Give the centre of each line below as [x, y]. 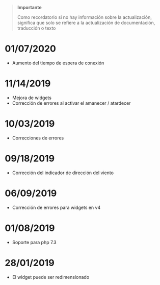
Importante [29, 7]
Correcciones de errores [38, 138]
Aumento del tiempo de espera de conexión [58, 63]
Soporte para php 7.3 [34, 242]
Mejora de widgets [32, 98]
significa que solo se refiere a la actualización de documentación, [86, 23]
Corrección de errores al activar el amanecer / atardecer [71, 103]
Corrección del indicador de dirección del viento [63, 173]
